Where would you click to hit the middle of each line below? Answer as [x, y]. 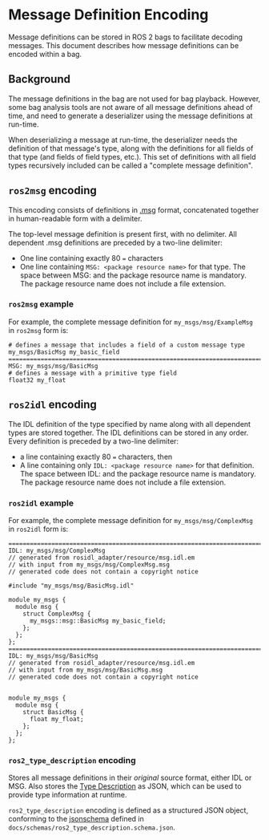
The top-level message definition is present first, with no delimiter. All [123, 233]
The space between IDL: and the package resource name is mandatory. [138, 473]
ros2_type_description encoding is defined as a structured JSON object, [128, 810]
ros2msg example [41, 304]
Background [39, 79]
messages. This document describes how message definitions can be [124, 45]
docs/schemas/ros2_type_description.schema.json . [92, 827]
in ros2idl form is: [38, 529]
